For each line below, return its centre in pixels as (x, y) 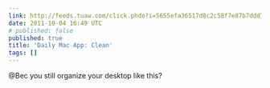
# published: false (41, 30)
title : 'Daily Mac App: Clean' (61, 46)
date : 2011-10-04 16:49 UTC (55, 23)
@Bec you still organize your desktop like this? (85, 76)
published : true (35, 38)
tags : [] (23, 53)
